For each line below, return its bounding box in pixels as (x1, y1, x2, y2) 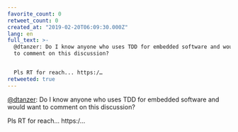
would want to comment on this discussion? (7, 102, 136, 111)
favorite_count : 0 (7, 10, 62, 18)
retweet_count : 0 (7, 17, 59, 24)
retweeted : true (7, 75, 55, 82)
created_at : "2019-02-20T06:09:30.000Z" (7, 23, 129, 31)
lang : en (7, 30, 33, 38)
